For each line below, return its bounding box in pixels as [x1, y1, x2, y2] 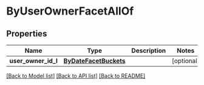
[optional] [172, 56, 200, 65]
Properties [6, 29, 47, 39]
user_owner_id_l [9, 56, 58, 65]
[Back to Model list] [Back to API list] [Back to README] [6, 72, 146, 80]
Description [131, 47, 166, 55]
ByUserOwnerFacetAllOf [6, 4, 134, 18]
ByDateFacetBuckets [63, 56, 126, 65]
